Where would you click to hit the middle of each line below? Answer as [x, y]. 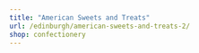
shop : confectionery [48, 34]
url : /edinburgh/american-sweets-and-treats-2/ [100, 26]
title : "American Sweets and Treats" [80, 18]
